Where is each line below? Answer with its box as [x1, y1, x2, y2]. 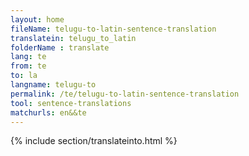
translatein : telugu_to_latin [10, 33, 137, 43]
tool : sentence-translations [10, 98, 132, 108]
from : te [10, 61, 47, 71]
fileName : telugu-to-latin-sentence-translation [10, 24, 217, 34]
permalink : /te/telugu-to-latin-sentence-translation [10, 89, 240, 99]
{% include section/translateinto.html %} [10, 135, 178, 147]
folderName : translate [10, 42, 110, 53]
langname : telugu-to [10, 80, 97, 90]
